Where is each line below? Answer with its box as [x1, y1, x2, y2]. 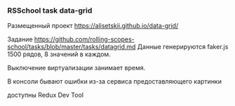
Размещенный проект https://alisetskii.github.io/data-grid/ [7, 22, 179, 30]
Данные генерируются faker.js [137, 43, 229, 51]
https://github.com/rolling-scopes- [34, 35, 135, 44]
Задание [7, 35, 33, 44]
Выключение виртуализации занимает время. [7, 64, 146, 72]
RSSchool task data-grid [7, 6, 93, 15]
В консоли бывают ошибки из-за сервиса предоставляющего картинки [7, 77, 222, 86]
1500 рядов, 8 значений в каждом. [7, 50, 111, 58]
